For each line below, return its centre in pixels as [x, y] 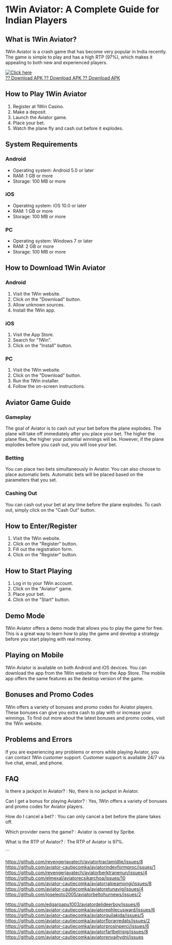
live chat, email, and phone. [34, 763]
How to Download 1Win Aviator [56, 268]
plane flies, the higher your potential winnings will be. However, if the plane [85, 439]
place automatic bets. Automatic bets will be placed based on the [74, 475]
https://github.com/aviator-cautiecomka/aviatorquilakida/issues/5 [75, 915]
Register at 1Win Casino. [38, 106]
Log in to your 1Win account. [43, 583]
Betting [15, 458]
